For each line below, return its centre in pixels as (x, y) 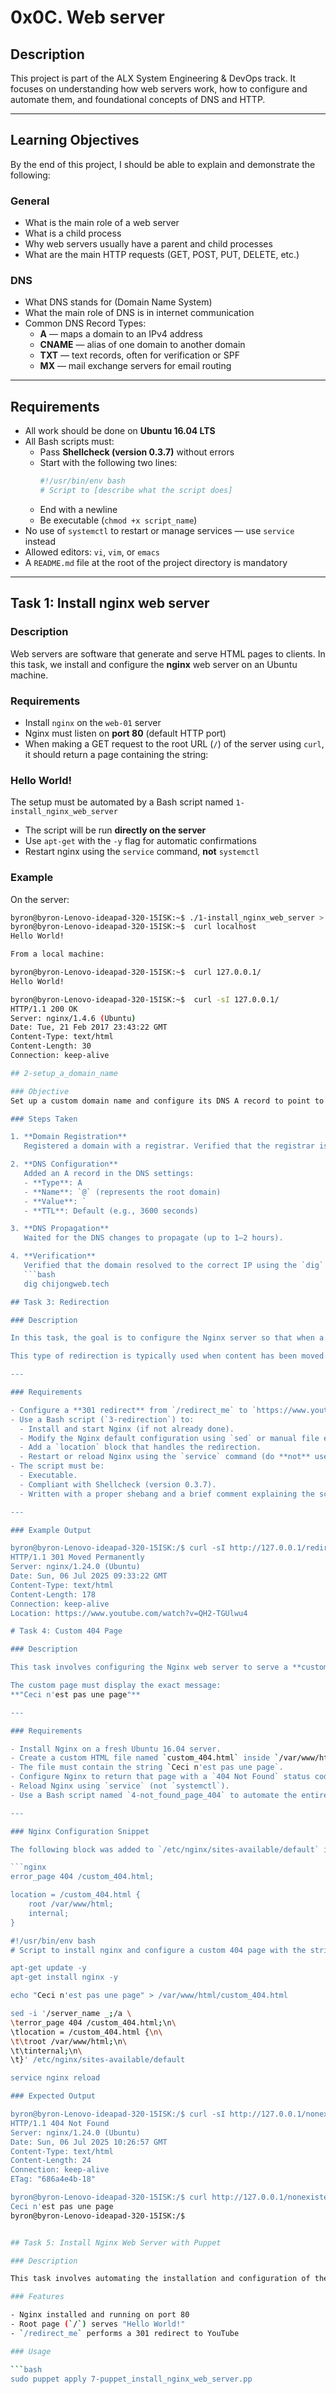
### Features (37, 2297)
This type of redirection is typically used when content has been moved (167, 1356)
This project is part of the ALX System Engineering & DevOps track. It (153, 78)
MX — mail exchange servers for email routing (135, 366)
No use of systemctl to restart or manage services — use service (159, 530)
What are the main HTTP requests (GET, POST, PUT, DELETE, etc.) (162, 255)
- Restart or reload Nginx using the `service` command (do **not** (165, 1457)
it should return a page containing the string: (116, 754)
